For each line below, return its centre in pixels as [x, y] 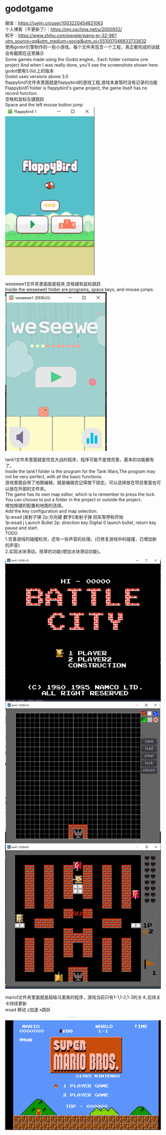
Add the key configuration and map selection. [51, 511]
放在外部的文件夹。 [29, 489]
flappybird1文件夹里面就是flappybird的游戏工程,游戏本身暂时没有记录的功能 [82, 82]
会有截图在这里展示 [25, 53]
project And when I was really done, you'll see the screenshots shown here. [82, 65]
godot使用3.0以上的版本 [30, 71]
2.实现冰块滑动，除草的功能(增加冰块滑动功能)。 [54, 551]
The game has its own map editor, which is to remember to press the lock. [81, 494]
